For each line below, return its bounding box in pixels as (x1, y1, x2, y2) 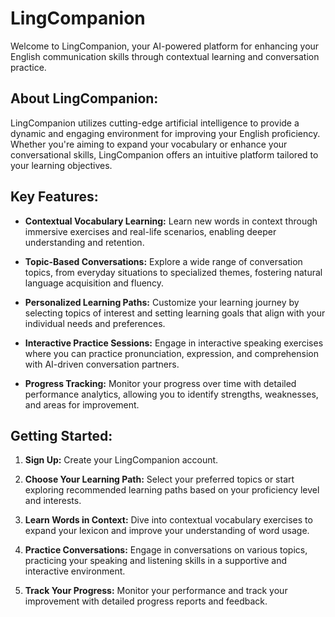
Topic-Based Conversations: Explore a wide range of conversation (24, 255, 303, 267)
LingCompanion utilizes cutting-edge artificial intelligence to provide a (10, 117, 300, 129)
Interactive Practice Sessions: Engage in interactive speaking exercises (24, 337, 324, 349)
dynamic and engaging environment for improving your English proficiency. (10, 127, 321, 139)
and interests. (24, 495, 82, 507)
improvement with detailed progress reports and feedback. (24, 595, 268, 607)
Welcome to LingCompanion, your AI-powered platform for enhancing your (10, 40, 320, 52)
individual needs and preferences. (24, 317, 166, 329)
